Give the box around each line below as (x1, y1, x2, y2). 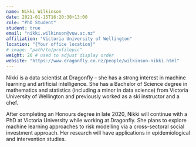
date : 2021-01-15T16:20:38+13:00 (6, 14, 88, 20)
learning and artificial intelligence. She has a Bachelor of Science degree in (6, 80, 188, 87)
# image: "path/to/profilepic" (6, 47, 83, 53)
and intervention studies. (6, 135, 66, 142)
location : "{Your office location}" (6, 42, 96, 48)
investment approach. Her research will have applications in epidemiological (6, 129, 191, 136)
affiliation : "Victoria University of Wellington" (6, 36, 133, 42)
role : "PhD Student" (6, 19, 57, 25)
